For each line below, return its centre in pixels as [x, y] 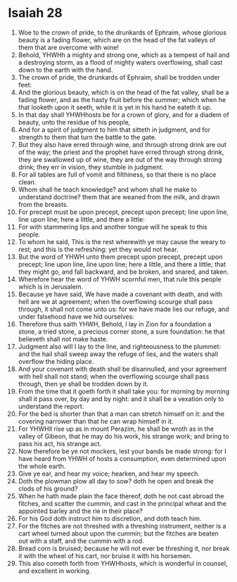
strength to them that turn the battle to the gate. [87, 137]
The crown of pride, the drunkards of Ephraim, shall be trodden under [119, 77]
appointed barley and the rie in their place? [80, 511]
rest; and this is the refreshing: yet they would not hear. [98, 249]
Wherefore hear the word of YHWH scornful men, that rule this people [120, 279]
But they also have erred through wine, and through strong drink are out [122, 144]
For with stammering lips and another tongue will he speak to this [113, 227]
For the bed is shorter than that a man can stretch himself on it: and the [121, 414]
